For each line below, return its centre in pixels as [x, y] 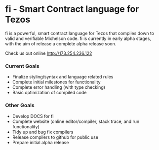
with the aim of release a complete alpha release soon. [61, 43]
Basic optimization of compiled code [49, 93]
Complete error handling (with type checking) [59, 87]
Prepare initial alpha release [40, 142]
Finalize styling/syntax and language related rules [63, 77]
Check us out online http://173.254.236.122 [49, 53]
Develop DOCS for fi [33, 116]
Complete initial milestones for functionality [56, 82]
